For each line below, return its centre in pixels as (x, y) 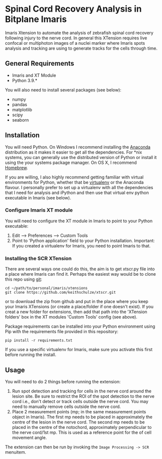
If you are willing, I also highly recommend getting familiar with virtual (74, 177)
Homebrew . (16, 168)
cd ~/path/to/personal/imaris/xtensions (47, 288)
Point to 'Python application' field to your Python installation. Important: (83, 240)
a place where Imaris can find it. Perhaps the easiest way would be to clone (81, 274)
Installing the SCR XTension (38, 258)
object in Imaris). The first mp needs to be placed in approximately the (82, 417)
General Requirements (40, 63)
